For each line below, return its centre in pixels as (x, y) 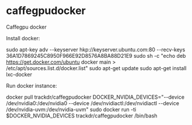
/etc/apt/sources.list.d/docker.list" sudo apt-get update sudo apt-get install (96, 68)
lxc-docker (19, 74)
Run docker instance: (32, 85)
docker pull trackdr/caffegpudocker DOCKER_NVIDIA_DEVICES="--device (95, 97)
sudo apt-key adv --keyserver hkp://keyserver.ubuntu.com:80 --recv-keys (96, 49)
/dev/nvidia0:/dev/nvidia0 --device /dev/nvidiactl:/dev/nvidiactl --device (93, 103)
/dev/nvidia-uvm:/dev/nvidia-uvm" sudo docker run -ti (71, 109)
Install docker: (23, 38)
